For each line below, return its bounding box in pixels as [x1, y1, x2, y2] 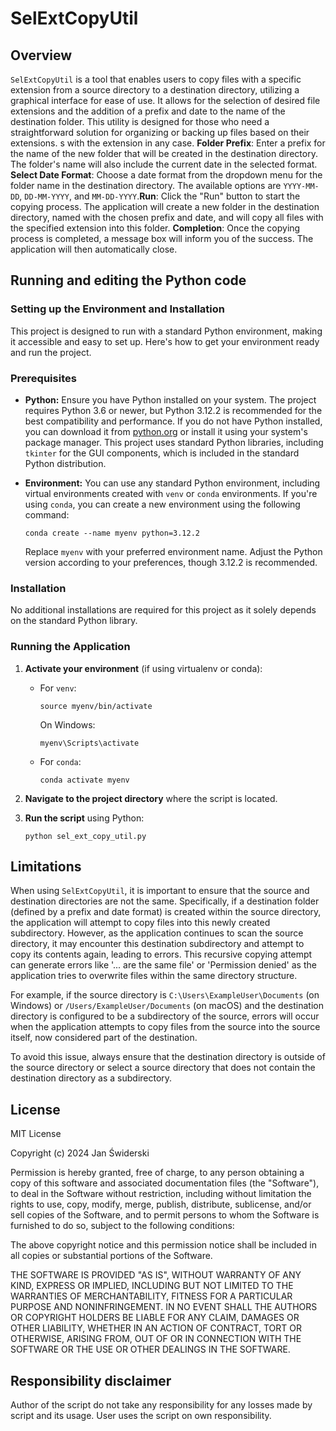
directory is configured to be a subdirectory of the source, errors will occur [10, 1010, 320, 1022]
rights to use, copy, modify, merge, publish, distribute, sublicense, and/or [10, 1198, 312, 1211]
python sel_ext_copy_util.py [24, 831, 147, 841]
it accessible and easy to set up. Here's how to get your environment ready [10, 335, 320, 347]
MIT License [10, 1128, 62, 1140]
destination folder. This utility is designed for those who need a [10, 116, 270, 127]
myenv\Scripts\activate [39, 738, 140, 748]
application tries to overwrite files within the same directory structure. [10, 970, 298, 982]
